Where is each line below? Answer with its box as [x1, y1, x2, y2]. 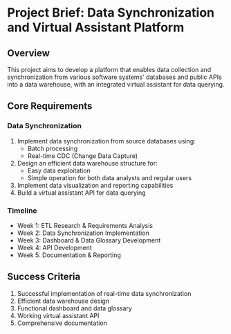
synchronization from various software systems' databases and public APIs [7, 73, 223, 81]
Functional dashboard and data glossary [17, 304, 133, 313]
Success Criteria [7, 271, 81, 283]
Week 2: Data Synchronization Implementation [17, 229, 150, 237]
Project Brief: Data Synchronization [7, 5, 215, 21]
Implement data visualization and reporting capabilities [17, 181, 174, 189]
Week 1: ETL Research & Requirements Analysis [17, 221, 154, 229]
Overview [7, 47, 50, 59]
